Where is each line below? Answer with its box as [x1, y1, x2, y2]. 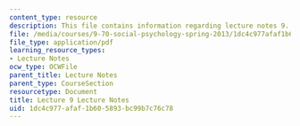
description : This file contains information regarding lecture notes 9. [9, 21, 290, 30]
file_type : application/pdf [9, 37, 114, 47]
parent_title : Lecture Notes [9, 71, 118, 80]
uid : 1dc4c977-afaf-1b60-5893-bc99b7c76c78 [9, 104, 174, 113]
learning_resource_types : [9, 46, 105, 55]
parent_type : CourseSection [9, 79, 114, 88]
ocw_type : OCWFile [9, 63, 78, 72]
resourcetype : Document [9, 87, 98, 96]
